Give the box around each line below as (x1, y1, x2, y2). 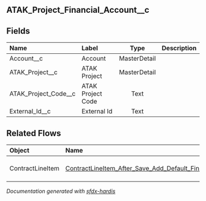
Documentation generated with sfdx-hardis (6, 188, 116, 195)
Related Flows (6, 128, 61, 138)
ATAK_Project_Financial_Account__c (6, 5, 150, 15)
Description (161, 44, 197, 53)
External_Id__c (9, 107, 51, 116)
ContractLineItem (9, 164, 60, 173)
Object (9, 146, 29, 155)
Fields (6, 26, 31, 36)
